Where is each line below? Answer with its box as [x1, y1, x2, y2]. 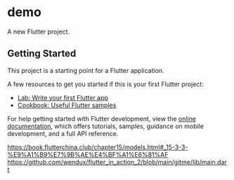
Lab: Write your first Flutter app [17, 93, 109, 102]
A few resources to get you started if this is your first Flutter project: [7, 80, 204, 88]
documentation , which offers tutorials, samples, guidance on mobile [7, 122, 204, 130]
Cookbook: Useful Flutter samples [17, 101, 117, 109]
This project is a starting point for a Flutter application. [7, 66, 164, 74]
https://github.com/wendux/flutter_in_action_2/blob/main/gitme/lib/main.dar [7, 158, 227, 166]
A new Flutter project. [7, 27, 70, 36]
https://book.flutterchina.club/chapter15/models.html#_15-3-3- [7, 143, 188, 151]
